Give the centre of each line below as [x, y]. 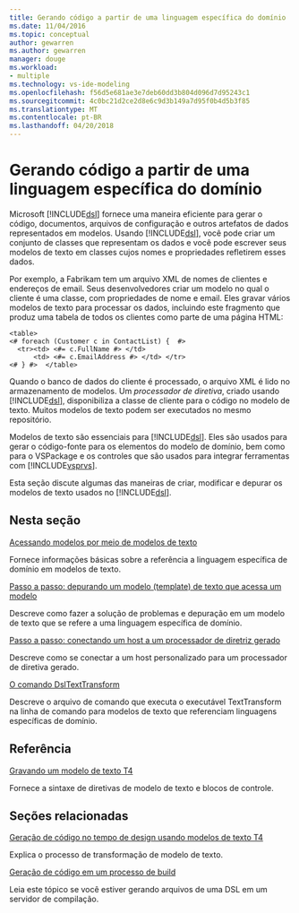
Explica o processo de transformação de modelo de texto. [116, 855]
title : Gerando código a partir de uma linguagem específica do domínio [148, 17]
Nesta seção [45, 521]
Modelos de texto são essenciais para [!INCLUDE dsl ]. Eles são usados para [149, 436]
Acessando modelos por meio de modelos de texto [103, 542]
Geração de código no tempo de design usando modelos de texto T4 [137, 838]
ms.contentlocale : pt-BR [56, 117]
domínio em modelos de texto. [65, 569]
